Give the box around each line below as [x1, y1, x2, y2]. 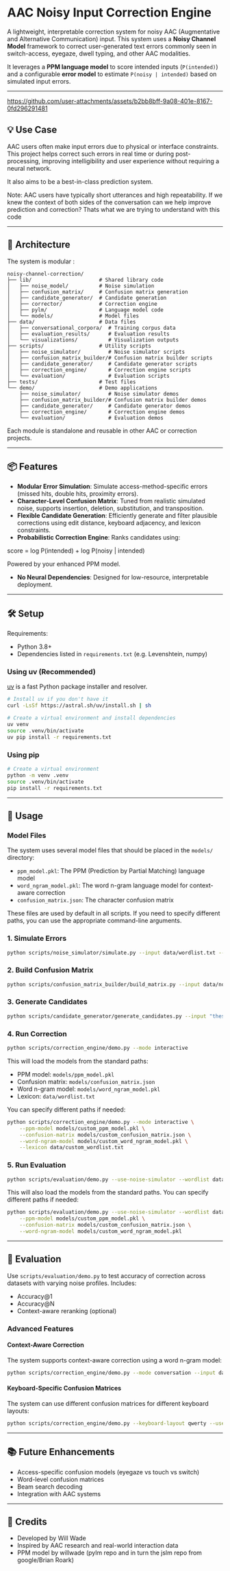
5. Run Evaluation [7, 1160, 66, 1170]
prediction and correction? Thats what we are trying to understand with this [7, 205, 220, 213]
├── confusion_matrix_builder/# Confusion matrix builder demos [19, 396, 207, 403]
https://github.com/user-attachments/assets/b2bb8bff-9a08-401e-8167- [7, 97, 213, 105]
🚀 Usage [7, 810, 43, 822]
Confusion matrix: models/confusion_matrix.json [16, 1077, 155, 1086]
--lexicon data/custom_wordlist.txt [19, 1144, 125, 1151]
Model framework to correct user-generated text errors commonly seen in [7, 42, 217, 50]
